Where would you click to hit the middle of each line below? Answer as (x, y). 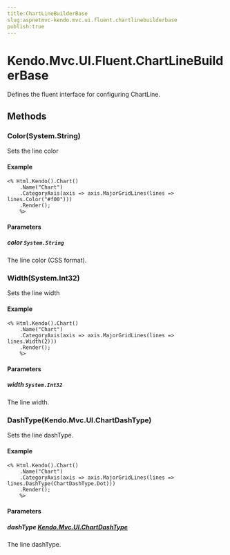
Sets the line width (33, 293)
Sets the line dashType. (40, 435)
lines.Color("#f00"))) (40, 200)
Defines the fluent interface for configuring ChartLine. (84, 95)
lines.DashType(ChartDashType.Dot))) (61, 484)
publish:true (26, 26)
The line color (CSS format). (47, 260)
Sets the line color (33, 151)
